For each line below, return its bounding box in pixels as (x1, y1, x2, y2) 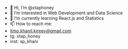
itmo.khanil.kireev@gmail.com (9, 28, 72, 34)
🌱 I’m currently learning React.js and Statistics (9, 15, 104, 21)
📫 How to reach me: (9, 21, 53, 27)
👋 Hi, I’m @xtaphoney (9, 5, 55, 10)
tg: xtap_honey (9, 33, 41, 39)
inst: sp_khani (9, 39, 38, 44)
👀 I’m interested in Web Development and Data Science (9, 10, 123, 16)
